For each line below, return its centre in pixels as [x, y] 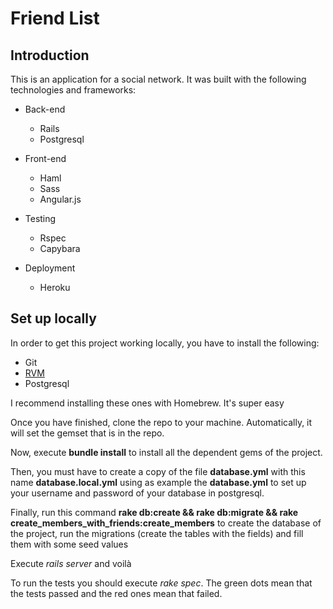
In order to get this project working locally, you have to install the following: [165, 343]
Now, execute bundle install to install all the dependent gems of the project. [166, 452]
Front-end [45, 158]
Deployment [50, 268]
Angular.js [60, 199]
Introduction [50, 55]
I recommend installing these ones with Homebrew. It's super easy [147, 403]
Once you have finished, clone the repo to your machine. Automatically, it [161, 422]
